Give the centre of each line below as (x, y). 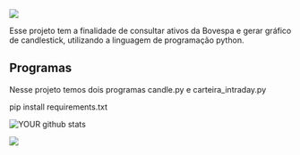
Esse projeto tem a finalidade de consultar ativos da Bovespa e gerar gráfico (150, 31)
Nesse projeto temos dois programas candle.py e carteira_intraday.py (138, 89)
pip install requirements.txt (59, 107)
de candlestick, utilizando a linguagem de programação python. (127, 40)
